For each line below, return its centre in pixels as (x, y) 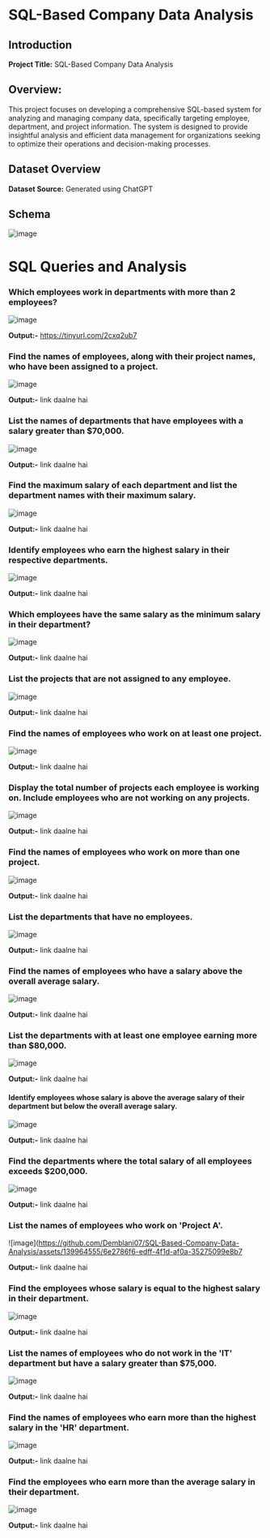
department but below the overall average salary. (93, 1106)
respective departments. (58, 559)
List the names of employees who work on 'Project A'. (116, 1225)
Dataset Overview (55, 169)
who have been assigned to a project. (84, 366)
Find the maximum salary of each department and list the (123, 486)
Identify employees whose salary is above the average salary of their (127, 1098)
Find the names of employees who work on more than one (124, 852)
